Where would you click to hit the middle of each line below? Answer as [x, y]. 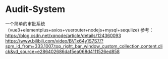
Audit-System [35, 9]
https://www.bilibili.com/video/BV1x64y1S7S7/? [54, 40]
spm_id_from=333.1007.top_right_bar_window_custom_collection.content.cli [84, 46]
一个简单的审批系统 [25, 23]
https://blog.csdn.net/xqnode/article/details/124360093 [63, 35]
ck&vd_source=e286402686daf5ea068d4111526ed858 [63, 51]
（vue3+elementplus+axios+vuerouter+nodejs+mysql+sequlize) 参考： [79, 30]
